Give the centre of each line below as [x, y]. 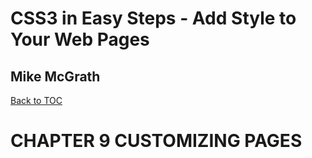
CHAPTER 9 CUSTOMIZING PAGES [156, 141]
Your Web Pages [80, 39]
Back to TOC [36, 100]
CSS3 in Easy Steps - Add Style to [153, 18]
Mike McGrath [55, 76]
